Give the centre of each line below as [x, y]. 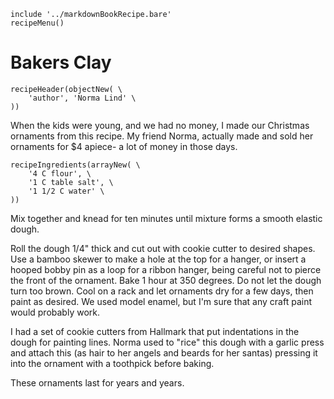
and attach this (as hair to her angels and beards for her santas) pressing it [164, 352]
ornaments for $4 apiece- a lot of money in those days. [124, 146]
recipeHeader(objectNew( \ [66, 89]
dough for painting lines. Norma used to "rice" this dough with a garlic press [167, 342]
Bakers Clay [61, 62]
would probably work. [55, 312]
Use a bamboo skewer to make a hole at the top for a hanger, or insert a [158, 259]
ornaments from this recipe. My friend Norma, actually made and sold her [162, 136]
